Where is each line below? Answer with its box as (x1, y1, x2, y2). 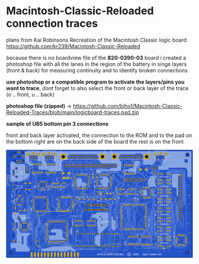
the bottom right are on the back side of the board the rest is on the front (6, 138, 184, 145)
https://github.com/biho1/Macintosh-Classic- (73, 102, 182, 109)
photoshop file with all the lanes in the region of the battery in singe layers (6, 61, 187, 68)
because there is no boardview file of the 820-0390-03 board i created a (6, 54, 187, 61)
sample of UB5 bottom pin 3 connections (6, 120, 108, 127)
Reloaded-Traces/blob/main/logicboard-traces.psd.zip (6, 109, 139, 116)
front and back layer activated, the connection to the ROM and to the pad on (6, 132, 192, 139)
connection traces (6, 17, 98, 30)
